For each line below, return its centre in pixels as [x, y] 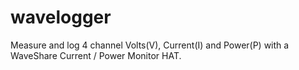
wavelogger [61, 17]
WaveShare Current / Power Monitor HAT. [96, 55]
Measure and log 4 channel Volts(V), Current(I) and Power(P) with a [150, 45]
